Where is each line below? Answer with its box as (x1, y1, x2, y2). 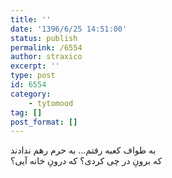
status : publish (10, 33, 78, 43)
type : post (10, 71, 56, 81)
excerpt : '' (10, 61, 60, 71)
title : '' (10, 14, 52, 25)
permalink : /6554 (10, 42, 83, 53)
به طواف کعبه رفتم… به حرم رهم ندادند (10, 144, 157, 156)
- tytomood (28, 98, 74, 108)
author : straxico (10, 52, 83, 62)
